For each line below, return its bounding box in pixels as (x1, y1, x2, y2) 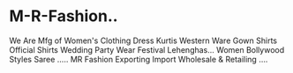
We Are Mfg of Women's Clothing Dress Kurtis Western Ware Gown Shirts (9, 35, 278, 46)
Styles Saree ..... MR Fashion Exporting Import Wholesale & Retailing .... (9, 54, 268, 64)
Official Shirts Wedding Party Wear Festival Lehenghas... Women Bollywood (9, 44, 285, 55)
